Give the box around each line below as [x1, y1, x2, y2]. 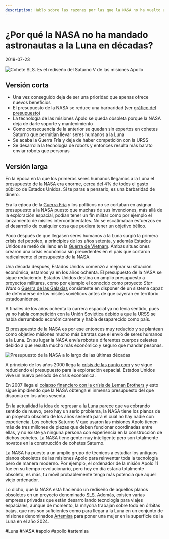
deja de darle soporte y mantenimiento [12, 121, 93, 127]
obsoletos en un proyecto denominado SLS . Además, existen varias [5, 492, 145, 498]
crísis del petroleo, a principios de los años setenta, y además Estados [5, 238, 151, 244]
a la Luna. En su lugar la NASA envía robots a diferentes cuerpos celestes [5, 337, 157, 343]
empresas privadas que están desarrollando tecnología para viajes [5, 497, 143, 503]
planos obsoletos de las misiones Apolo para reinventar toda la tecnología [5, 455, 158, 461]
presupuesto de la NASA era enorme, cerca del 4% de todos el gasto [5, 181, 149, 187]
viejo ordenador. [5, 477, 39, 483]
